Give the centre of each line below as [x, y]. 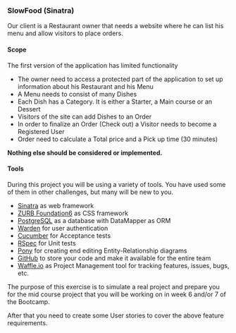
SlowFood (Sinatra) [41, 11]
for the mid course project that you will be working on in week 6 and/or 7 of [117, 294]
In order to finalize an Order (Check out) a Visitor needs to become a [117, 124]
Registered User [41, 131]
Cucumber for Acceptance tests [64, 236]
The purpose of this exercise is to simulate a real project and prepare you [113, 286]
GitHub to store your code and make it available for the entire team [114, 258]
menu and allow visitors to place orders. [65, 33]
